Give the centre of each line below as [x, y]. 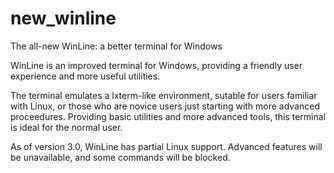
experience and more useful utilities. [85, 76]
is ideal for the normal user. [66, 127]
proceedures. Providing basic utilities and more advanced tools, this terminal [168, 116]
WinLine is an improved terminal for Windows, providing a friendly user [156, 65]
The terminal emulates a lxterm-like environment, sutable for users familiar [164, 95]
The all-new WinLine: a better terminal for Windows [116, 46]
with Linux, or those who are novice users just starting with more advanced [165, 106]
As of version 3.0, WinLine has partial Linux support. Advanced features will [166, 146]
